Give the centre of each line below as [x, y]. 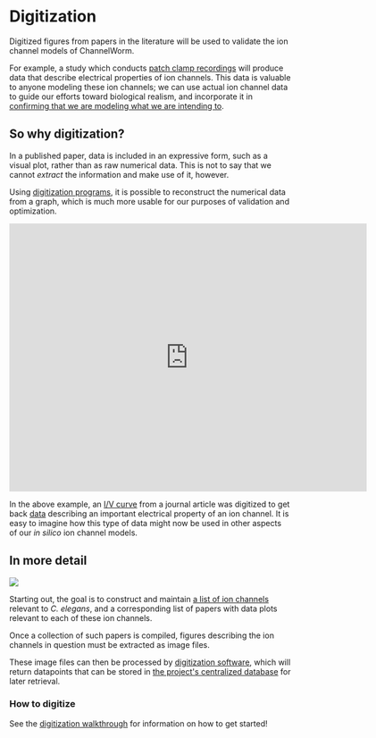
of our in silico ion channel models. [74, 533]
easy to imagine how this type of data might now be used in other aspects [146, 523]
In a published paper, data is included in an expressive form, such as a [138, 155]
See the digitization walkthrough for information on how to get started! [138, 723]
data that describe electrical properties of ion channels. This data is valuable [150, 77]
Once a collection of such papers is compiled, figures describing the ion [142, 635]
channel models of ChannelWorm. [72, 50]
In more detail [48, 561]
